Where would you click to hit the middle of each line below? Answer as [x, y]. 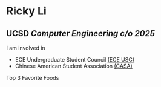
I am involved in [26, 48]
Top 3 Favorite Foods [33, 78]
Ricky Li [26, 11]
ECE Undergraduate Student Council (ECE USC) [75, 60]
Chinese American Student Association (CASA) [74, 66]
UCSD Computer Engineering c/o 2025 [81, 34]
